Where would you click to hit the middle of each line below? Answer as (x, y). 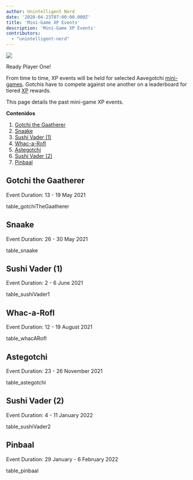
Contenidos (21, 113)
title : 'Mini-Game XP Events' (43, 22)
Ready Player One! (29, 66)
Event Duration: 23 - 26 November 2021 (54, 371)
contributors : (24, 34)
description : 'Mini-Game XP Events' (51, 28)
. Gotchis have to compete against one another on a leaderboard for (105, 84)
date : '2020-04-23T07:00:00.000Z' (49, 17)
